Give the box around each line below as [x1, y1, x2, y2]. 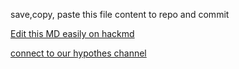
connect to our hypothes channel [10, 47, 147, 59]
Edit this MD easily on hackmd [10, 28, 135, 39]
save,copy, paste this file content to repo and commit [10, 9, 230, 20]
